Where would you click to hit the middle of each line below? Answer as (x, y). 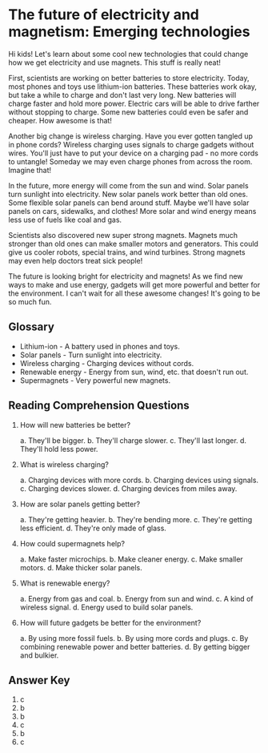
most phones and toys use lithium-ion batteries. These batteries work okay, (133, 87)
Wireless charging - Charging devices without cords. (107, 363)
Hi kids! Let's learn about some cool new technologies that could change (128, 54)
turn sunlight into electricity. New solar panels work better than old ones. (128, 194)
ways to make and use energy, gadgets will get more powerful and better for (134, 284)
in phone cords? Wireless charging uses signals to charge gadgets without (131, 144)
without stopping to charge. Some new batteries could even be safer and (128, 112)
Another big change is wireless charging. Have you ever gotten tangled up (131, 136)
